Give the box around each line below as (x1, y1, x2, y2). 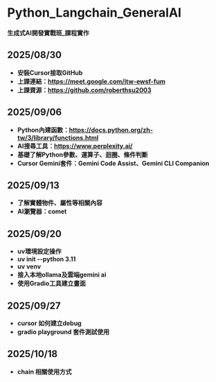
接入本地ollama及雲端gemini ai (17, 270, 107, 279)
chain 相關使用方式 (17, 367, 72, 376)
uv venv (17, 262, 42, 271)
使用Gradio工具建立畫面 (17, 279, 87, 288)
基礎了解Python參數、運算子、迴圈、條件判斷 (17, 150, 148, 159)
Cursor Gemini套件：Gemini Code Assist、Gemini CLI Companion (17, 159, 210, 167)
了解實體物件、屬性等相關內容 (17, 199, 102, 207)
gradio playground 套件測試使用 (17, 328, 109, 336)
